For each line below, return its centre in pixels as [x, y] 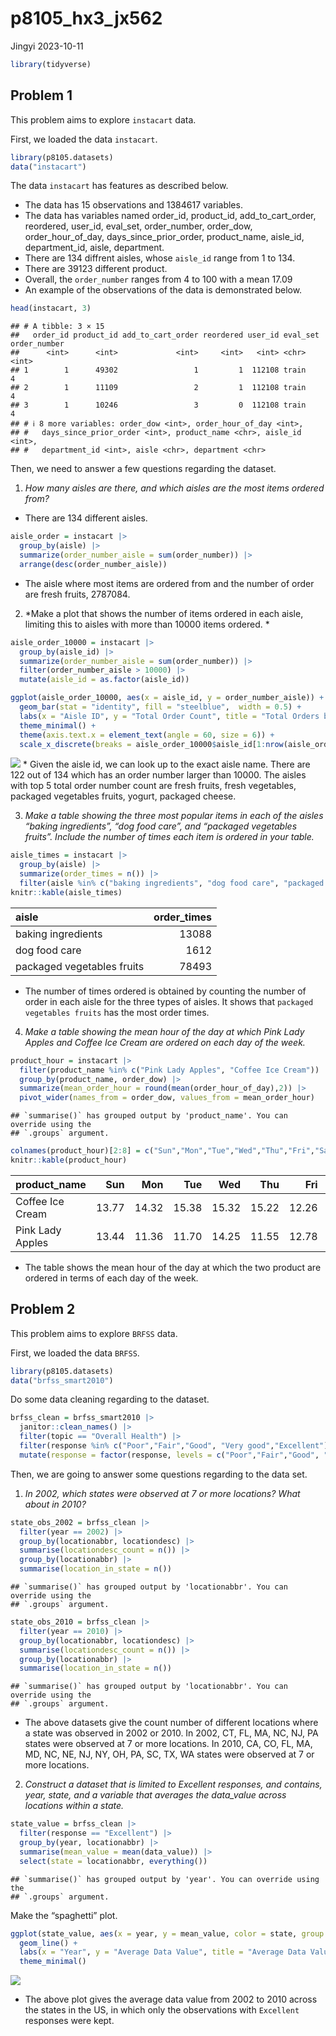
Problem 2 [43, 1309]
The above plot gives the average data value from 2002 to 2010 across [171, 1999]
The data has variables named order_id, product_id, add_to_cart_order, [170, 216]
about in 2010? [55, 1504]
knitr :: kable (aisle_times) [66, 892]
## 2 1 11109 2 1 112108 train [158, 388]
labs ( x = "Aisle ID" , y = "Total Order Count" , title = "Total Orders [169, 716]
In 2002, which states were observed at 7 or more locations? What [162, 1493]
